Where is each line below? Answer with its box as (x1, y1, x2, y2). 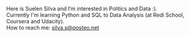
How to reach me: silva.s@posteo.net (6, 24, 100, 31)
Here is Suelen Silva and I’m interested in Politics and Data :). (6, 5, 158, 12)
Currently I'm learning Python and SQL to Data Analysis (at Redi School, (6, 11, 185, 18)
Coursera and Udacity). (6, 18, 65, 24)
